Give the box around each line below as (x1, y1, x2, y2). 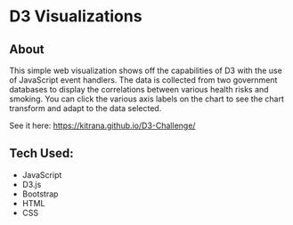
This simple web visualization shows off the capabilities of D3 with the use (9, 65, 282, 76)
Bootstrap (21, 189, 59, 199)
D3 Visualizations (9, 6, 142, 27)
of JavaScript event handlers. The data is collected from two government (9, 75, 278, 85)
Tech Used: (9, 146, 74, 161)
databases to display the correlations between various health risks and (9, 84, 269, 94)
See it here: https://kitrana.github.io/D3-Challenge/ (9, 120, 196, 131)
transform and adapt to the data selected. (9, 103, 162, 113)
